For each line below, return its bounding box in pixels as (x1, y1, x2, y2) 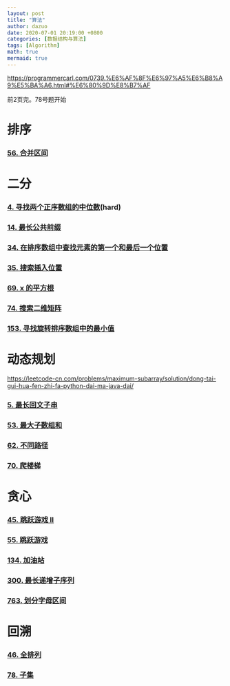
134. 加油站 (7, 555, 45, 565)
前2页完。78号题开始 (7, 95, 67, 103)
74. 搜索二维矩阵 (7, 303, 62, 313)
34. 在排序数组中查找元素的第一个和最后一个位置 (7, 242, 169, 252)
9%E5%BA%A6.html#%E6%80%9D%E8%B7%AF (7, 81, 151, 89)
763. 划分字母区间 (7, 596, 67, 605)
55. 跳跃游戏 (7, 535, 48, 545)
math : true (7, 49, 39, 56)
